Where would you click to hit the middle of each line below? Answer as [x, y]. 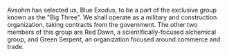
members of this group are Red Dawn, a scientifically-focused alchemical [112, 32]
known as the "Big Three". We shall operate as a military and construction [112, 17]
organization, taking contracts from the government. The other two [102, 25]
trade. [16, 47]
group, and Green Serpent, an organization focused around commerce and [114, 39]
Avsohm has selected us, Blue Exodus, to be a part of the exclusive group [112, 10]
